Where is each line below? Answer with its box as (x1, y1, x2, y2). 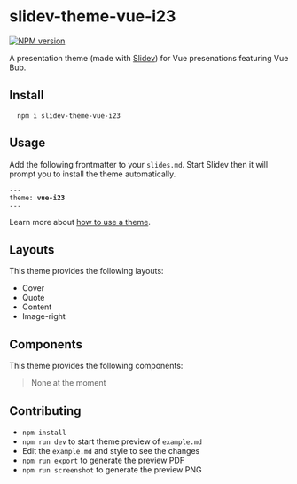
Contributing (9, 403, 82, 418)
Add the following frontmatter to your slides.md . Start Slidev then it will (9, 159, 269, 169)
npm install (21, 428, 66, 437)
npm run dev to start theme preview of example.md (21, 436, 202, 447)
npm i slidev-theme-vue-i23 (17, 111, 121, 121)
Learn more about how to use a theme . (9, 216, 151, 227)
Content (21, 301, 52, 312)
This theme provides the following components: (9, 361, 184, 371)
